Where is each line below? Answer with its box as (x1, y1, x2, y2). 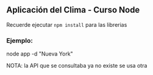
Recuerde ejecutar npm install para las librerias (6, 21, 127, 28)
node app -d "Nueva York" (6, 50, 73, 57)
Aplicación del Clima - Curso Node (6, 5, 140, 15)
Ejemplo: (6, 36, 34, 45)
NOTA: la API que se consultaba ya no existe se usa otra (6, 62, 148, 70)
